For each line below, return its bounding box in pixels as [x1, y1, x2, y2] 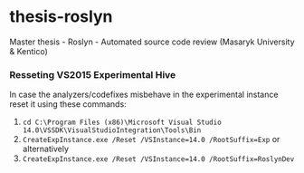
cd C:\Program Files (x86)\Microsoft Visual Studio [22, 118, 222, 128]
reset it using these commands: [9, 99, 127, 110]
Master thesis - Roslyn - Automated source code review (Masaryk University [9, 36, 296, 47]
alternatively [22, 143, 70, 155]
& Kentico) [9, 45, 48, 56]
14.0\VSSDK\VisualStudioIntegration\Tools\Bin [22, 126, 202, 135]
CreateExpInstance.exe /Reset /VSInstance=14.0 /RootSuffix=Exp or [22, 134, 280, 145]
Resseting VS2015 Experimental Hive [9, 68, 176, 81]
